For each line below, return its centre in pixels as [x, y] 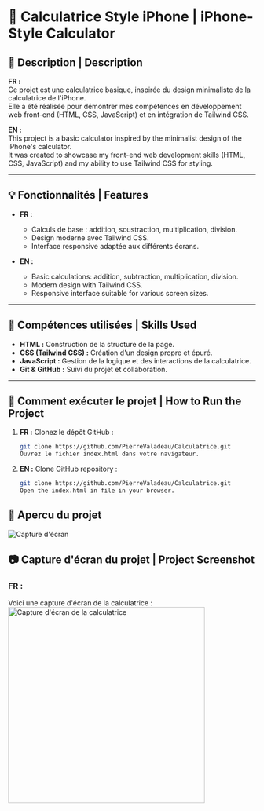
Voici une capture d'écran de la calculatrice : [81, 603]
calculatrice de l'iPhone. [47, 98]
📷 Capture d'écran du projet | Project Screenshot [132, 560]
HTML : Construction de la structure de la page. [97, 344]
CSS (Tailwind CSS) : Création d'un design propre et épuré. [116, 353]
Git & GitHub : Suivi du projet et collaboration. [93, 369]
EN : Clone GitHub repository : [68, 469]
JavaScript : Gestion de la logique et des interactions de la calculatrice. [135, 360]
